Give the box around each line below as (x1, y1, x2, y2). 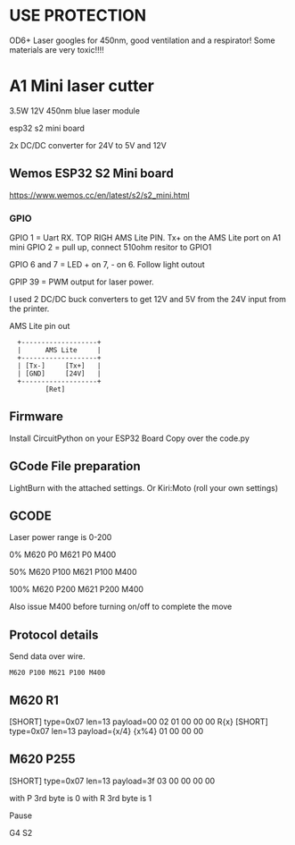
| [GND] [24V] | (17, 368, 102, 378)
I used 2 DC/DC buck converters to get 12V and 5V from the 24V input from (9, 293, 287, 304)
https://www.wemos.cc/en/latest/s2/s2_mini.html (9, 190, 190, 200)
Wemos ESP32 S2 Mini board (9, 166, 174, 182)
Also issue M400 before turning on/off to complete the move (9, 601, 233, 613)
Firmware (9, 409, 64, 425)
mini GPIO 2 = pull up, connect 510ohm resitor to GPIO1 (9, 241, 212, 252)
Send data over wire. (9, 651, 86, 662)
